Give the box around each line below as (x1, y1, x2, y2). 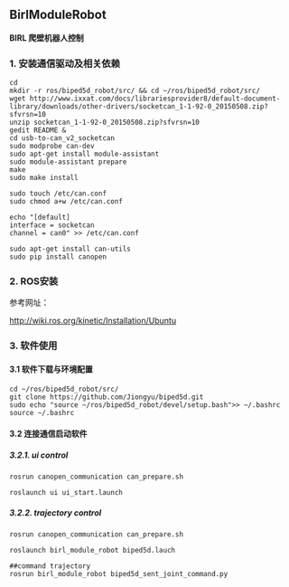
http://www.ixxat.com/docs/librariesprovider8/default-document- (29, 94, 281, 103)
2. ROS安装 (9, 275, 59, 288)
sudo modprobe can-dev (9, 142, 95, 151)
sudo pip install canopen (9, 252, 107, 261)
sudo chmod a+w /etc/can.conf (9, 197, 124, 206)
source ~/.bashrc (9, 408, 75, 417)
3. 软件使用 (9, 339, 58, 352)
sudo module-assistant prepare (9, 157, 127, 166)
